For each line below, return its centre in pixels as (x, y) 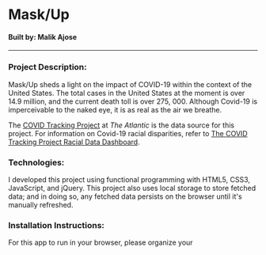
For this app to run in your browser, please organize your (101, 242)
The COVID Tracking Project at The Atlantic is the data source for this (122, 125)
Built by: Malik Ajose (43, 36)
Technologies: (36, 162)
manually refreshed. (41, 204)
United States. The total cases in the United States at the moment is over (127, 93)
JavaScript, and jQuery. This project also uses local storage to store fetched (132, 188)
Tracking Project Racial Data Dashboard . (74, 142)
